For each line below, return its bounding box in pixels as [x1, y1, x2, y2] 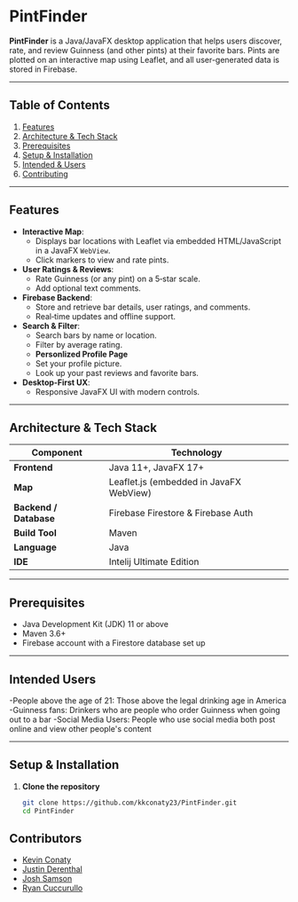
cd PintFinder [21, 806, 74, 815]
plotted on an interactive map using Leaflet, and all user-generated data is [9, 54, 279, 65]
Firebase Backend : [21, 292, 93, 302]
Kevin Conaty [21, 854, 72, 866]
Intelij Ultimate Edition [108, 556, 200, 569]
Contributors [9, 831, 82, 846]
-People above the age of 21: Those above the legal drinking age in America [9, 695, 286, 706]
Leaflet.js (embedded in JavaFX [108, 476, 242, 489]
